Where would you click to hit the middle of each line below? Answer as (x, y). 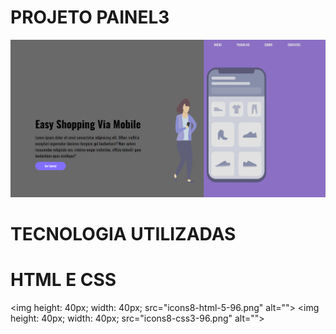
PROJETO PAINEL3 (90, 17)
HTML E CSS (63, 280)
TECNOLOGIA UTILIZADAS (123, 233)
